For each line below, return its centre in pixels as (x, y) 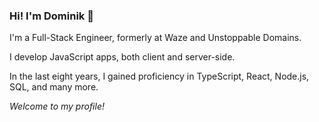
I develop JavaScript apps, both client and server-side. (122, 57)
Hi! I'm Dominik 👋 (51, 16)
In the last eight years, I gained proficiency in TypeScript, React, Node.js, (159, 76)
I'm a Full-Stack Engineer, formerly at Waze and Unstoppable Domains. (155, 38)
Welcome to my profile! (57, 106)
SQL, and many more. (54, 87)
